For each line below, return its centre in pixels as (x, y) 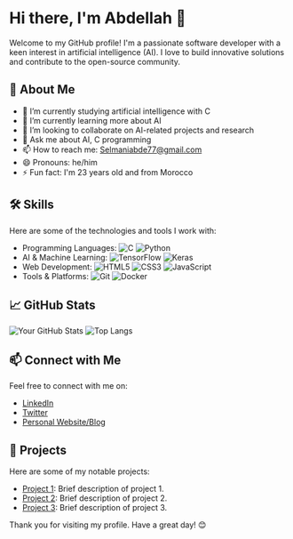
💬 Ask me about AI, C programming (87, 139)
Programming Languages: (69, 247)
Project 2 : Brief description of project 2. (95, 498)
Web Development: (57, 267)
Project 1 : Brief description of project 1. (93, 489)
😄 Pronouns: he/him (59, 162)
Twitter (35, 413)
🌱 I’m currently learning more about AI (91, 120)
